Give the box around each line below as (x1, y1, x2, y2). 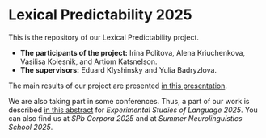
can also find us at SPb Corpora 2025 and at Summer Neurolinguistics (8, 113, 243, 123)
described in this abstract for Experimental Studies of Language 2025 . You (8, 105, 259, 115)
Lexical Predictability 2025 (8, 6, 192, 24)
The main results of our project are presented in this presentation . (8, 81, 228, 90)
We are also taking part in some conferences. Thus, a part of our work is (8, 96, 250, 106)
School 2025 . (8, 122, 53, 132)
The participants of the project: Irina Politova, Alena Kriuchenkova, (19, 48, 245, 57)
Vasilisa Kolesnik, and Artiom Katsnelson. (19, 56, 158, 66)
